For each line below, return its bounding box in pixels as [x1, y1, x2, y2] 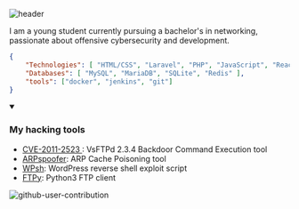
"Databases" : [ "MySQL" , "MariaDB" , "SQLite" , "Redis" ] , [25, 68, 245, 77]
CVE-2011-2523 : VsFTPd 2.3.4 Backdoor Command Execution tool [21, 143, 268, 155]
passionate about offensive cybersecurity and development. [9, 36, 230, 45]
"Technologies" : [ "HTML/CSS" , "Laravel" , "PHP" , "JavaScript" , [25, 60, 269, 69]
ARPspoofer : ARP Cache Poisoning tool [21, 153, 166, 164]
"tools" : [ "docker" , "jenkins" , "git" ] [25, 76, 174, 86]
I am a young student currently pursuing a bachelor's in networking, [9, 26, 258, 36]
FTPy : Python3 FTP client [21, 172, 116, 182]
